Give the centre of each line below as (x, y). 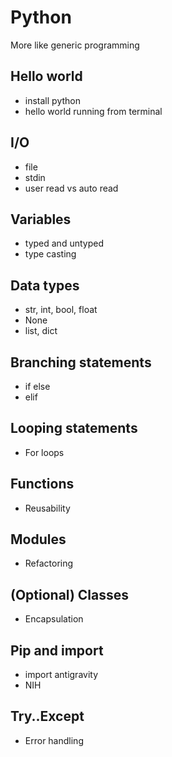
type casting (50, 254)
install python (52, 100)
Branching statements (81, 362)
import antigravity (61, 675)
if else (37, 386)
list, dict (41, 331)
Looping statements (74, 428)
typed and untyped (64, 243)
